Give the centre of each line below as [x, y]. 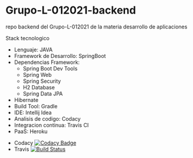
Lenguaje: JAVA [33, 49]
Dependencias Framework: [47, 62]
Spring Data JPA [43, 93]
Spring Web [37, 75]
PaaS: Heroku [31, 131]
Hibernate [26, 100]
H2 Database [39, 87]
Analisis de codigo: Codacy [47, 118]
